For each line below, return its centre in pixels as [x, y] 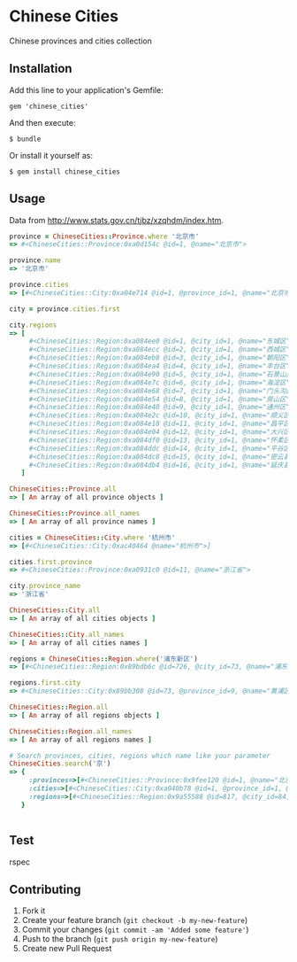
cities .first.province [51, 562]
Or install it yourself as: [51, 155]
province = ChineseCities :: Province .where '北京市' [104, 237]
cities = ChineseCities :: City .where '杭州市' [92, 538]
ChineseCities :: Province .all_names [75, 514]
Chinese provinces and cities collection [81, 41]
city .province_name [45, 586]
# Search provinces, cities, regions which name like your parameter [140, 756]
